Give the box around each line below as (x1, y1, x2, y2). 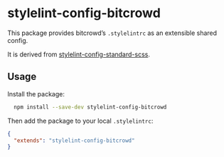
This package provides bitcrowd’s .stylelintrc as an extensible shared (7, 29, 218, 37)
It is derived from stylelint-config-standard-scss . (7, 50, 151, 59)
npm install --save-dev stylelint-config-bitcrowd (14, 103, 167, 111)
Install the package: (7, 89, 65, 98)
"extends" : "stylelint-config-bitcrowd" (14, 137, 135, 144)
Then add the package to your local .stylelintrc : (7, 116, 154, 125)
